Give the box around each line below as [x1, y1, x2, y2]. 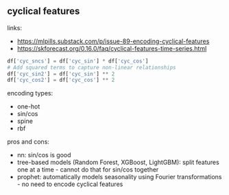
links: [7, 23, 23, 32]
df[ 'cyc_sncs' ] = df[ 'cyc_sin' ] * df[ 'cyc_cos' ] [7, 58, 149, 65]
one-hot [16, 102, 40, 111]
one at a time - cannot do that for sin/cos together [16, 165, 159, 174]
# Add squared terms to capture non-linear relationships [7, 64, 176, 71]
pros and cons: [7, 137, 50, 146]
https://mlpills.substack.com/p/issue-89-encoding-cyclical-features [16, 37, 210, 45]
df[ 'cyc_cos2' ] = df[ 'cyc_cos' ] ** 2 [7, 77, 115, 84]
